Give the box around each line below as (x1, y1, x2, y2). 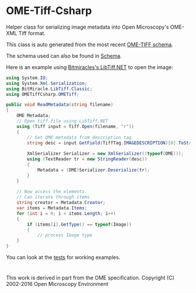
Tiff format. (18, 29, 45, 36)
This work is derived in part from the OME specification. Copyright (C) (6, 274, 175, 281)
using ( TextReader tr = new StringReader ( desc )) (27, 156, 148, 162)
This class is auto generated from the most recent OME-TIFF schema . (6, 41, 173, 48)
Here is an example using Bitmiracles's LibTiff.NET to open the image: (6, 63, 173, 71)
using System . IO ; (6, 75, 48, 81)
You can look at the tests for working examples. (6, 254, 121, 261)
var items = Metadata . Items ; (16, 205, 87, 211)
